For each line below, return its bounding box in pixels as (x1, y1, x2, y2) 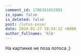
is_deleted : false (5, 17, 44, 22)
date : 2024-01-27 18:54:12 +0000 (5, 26, 76, 32)
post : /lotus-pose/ (5, 21, 47, 27)
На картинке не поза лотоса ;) (5, 45, 71, 51)
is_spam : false (5, 12, 38, 17)
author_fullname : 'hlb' (5, 31, 56, 36)
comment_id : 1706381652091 (5, 7, 63, 13)
